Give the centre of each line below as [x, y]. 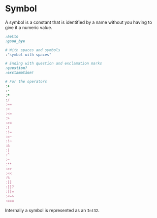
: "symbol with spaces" [28, 55]
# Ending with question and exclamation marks [54, 64]
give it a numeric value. [29, 27]
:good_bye [15, 41]
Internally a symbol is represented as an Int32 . [52, 210]
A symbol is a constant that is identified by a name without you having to [79, 22]
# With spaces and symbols [33, 50]
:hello [12, 36]
